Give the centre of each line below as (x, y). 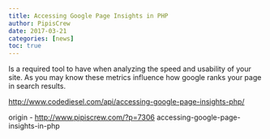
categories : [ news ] (41, 38)
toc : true (25, 46)
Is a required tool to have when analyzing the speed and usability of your (130, 69)
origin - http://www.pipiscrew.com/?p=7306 (82, 117)
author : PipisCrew (39, 23)
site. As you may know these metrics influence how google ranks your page (135, 78)
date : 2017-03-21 (38, 31)
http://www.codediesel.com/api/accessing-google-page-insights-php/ (126, 102)
